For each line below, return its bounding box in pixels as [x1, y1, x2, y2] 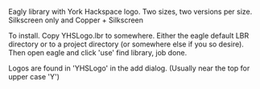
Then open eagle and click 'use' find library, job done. [8, 48, 188, 57]
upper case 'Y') [8, 72, 60, 81]
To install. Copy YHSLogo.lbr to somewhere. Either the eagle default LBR [8, 31, 250, 40]
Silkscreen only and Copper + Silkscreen [8, 15, 143, 25]
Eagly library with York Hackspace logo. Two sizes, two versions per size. [8, 7, 253, 16]
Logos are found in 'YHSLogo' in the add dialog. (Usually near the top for [8, 63, 250, 73]
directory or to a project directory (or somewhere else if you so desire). [8, 39, 244, 49]
